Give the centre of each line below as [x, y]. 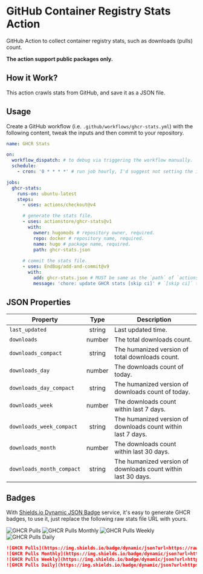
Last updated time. [141, 329]
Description [154, 319]
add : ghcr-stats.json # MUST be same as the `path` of [103, 278]
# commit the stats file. [55, 261]
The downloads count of [149, 366]
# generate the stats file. [58, 216]
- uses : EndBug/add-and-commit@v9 [66, 267]
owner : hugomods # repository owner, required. [94, 233]
